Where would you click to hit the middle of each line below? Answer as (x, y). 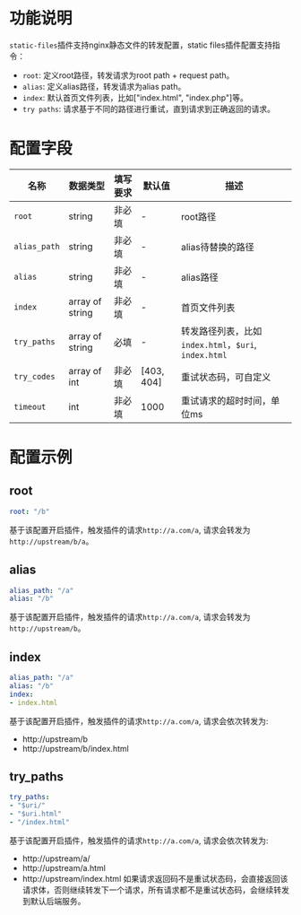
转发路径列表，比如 (221, 331)
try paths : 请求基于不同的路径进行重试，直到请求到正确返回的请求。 (149, 109)
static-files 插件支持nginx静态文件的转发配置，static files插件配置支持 (141, 45)
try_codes (34, 376)
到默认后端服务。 (54, 901)
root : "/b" (30, 511)
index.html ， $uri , (219, 344)
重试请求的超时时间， (226, 400)
